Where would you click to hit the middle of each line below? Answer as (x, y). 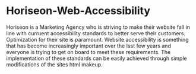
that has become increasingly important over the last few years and (88, 46)
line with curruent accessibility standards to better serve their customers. (96, 33)
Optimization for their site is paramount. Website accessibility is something (97, 39)
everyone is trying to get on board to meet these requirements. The (88, 52)
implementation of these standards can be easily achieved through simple (97, 58)
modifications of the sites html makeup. (54, 64)
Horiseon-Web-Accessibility (78, 11)
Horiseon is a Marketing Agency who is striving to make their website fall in (98, 27)
